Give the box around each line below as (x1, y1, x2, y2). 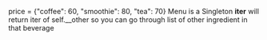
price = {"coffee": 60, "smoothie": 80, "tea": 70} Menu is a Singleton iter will (8, 7, 260, 16)
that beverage (8, 24, 54, 32)
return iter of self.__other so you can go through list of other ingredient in (8, 15, 248, 24)
